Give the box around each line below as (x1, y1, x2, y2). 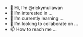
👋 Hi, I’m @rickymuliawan (10, 5, 63, 10)
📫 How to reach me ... (10, 26, 57, 32)
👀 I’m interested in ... (10, 10, 53, 16)
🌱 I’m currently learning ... (10, 15, 64, 21)
